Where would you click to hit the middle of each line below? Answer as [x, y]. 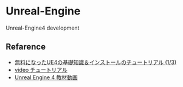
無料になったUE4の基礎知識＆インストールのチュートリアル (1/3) [95, 62]
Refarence [26, 47]
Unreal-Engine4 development [43, 28]
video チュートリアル [41, 69]
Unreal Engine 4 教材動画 [46, 77]
